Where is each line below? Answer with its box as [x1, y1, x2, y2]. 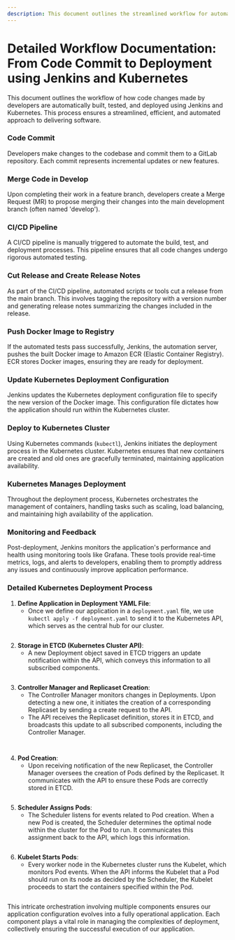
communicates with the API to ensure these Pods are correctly [27, 776, 208, 784]
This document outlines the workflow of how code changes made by [7, 93, 205, 102]
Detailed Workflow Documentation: [7, 40, 217, 56]
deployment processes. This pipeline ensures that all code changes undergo [7, 246, 228, 254]
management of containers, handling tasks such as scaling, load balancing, [7, 502, 225, 510]
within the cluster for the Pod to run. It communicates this [27, 825, 194, 834]
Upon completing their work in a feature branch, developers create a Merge [7, 190, 225, 198]
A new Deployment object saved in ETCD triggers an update [27, 648, 201, 657]
